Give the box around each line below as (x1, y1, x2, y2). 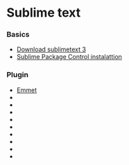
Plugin (6, 70, 29, 80)
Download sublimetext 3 (16, 45, 86, 53)
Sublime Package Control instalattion (16, 53, 123, 61)
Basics (6, 30, 30, 40)
